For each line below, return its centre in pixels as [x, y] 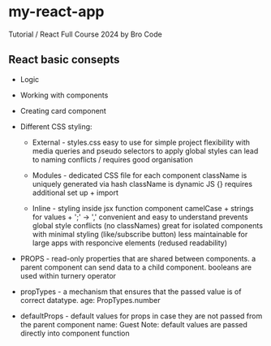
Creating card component [63, 110]
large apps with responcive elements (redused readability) [130, 243]
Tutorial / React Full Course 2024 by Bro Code [85, 34]
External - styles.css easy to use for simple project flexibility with [141, 142]
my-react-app [56, 12]
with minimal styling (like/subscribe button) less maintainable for [140, 234]
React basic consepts [64, 60]
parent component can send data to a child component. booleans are [136, 267]
